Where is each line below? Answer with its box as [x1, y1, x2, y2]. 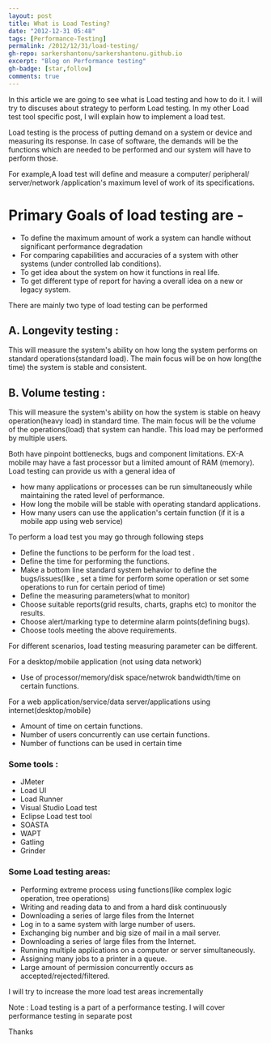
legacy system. [19, 285, 71, 294]
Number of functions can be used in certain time [19, 739, 183, 749]
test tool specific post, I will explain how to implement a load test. [8, 111, 226, 122]
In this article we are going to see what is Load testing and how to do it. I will [8, 94, 263, 104]
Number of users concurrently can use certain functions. [19, 730, 210, 740]
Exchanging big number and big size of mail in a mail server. [19, 928, 221, 938]
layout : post [8, 11, 53, 20]
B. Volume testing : [8, 386, 106, 400]
